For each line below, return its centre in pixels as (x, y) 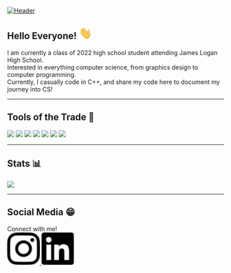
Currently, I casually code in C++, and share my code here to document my (113, 82)
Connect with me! (32, 229)
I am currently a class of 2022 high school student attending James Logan (112, 52)
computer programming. (42, 74)
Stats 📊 (24, 164)
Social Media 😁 (41, 212)
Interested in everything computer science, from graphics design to (103, 67)
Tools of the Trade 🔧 (51, 117)
